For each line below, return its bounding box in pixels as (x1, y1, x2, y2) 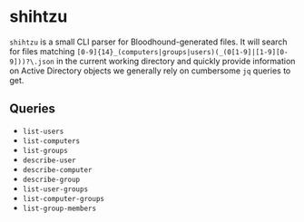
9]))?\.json (9, 57, 54, 66)
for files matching (9, 45, 75, 56)
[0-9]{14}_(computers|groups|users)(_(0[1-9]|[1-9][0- (76, 47, 289, 56)
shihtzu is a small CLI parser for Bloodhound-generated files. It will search (9, 36, 288, 47)
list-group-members (22, 204, 97, 213)
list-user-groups (22, 184, 89, 194)
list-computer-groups (22, 194, 104, 203)
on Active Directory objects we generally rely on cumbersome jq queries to (9, 65, 291, 76)
